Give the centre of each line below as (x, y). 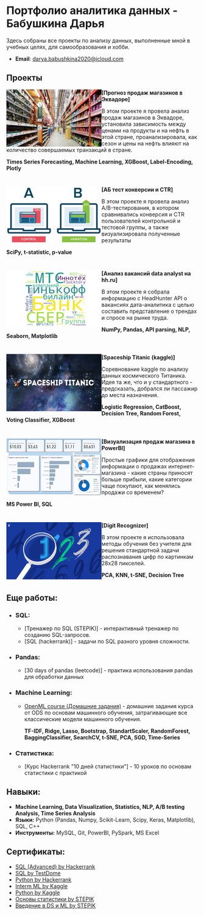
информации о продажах (134, 466)
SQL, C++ (28, 826)
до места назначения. (130, 395)
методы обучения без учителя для (146, 544)
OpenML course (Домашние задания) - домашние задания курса (109, 706)
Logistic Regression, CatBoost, (141, 407)
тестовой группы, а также (135, 227)
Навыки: (23, 792)
